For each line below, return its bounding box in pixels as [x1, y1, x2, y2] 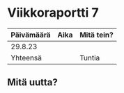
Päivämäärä [10, 30, 51, 40]
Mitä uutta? [7, 76, 58, 88]
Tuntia [79, 53, 100, 62]
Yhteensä [10, 53, 42, 62]
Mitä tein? [79, 30, 114, 40]
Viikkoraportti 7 [7, 5, 99, 21]
